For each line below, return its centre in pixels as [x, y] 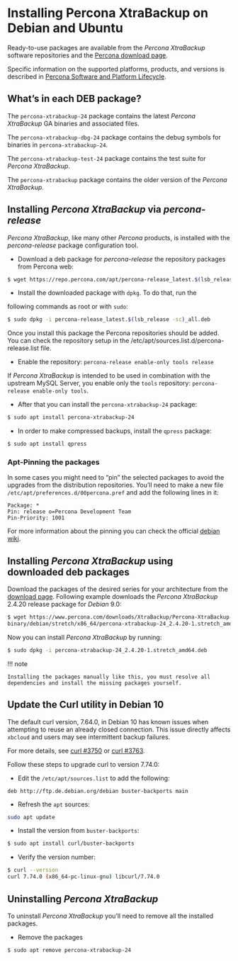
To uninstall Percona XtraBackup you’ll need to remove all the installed [110, 916]
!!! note [18, 663]
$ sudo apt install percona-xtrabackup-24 [71, 417]
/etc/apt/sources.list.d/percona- [177, 341]
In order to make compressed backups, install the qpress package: [114, 431]
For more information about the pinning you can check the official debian [114, 531]
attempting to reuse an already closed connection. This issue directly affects [119, 729]
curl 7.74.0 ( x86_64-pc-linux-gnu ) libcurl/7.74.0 [84, 877]
